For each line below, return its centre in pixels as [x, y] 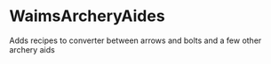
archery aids [32, 49]
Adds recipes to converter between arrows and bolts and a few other [135, 40]
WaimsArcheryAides [88, 16]
